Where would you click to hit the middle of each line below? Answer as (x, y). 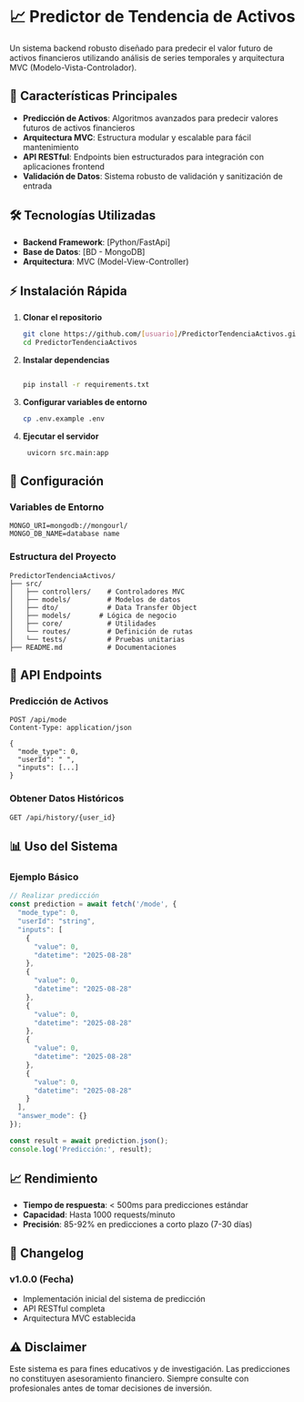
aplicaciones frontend (63, 166)
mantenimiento (51, 147)
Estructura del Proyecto (63, 557)
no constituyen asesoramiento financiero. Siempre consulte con (129, 1378)
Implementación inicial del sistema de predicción (114, 1299)
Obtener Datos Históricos (67, 798)
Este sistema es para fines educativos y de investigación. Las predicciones (150, 1368)
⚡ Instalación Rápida (68, 291)
